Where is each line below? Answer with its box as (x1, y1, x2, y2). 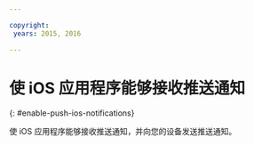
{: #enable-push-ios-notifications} (9, 108, 135, 118)
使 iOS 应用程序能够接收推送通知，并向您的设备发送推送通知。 (9, 126, 237, 137)
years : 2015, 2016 (12, 28, 82, 38)
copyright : (9, 20, 50, 29)
